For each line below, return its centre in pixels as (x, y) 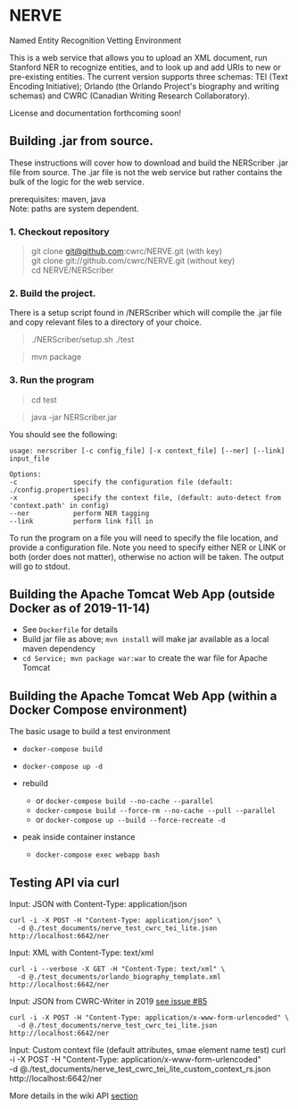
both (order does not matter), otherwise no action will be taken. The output (147, 556)
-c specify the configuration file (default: (121, 482)
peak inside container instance (79, 837)
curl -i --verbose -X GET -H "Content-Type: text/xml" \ (117, 969)
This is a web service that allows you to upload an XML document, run (138, 57)
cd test (44, 400)
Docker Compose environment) (98, 710)
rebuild (35, 783)
